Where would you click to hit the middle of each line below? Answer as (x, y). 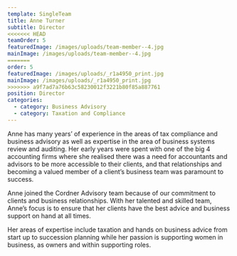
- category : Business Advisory (60, 107)
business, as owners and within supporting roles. (79, 245)
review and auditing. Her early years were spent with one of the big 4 (109, 149)
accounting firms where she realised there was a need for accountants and (117, 156)
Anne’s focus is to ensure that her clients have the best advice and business (118, 208)
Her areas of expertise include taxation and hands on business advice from (117, 230)
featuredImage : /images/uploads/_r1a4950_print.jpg (85, 73)
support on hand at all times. (49, 215)
